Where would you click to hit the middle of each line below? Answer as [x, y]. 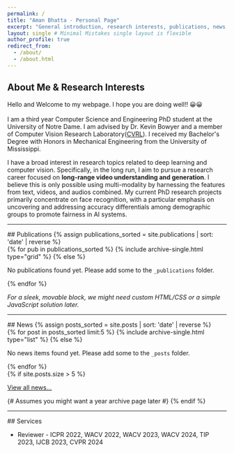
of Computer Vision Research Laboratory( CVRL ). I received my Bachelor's [114, 134]
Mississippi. [24, 149]
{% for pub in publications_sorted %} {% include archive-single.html [105, 249]
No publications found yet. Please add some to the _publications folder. [111, 270]
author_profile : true [39, 40]
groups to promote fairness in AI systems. [67, 214]
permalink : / [26, 14]
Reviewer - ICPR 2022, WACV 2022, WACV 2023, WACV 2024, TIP [113, 434]
